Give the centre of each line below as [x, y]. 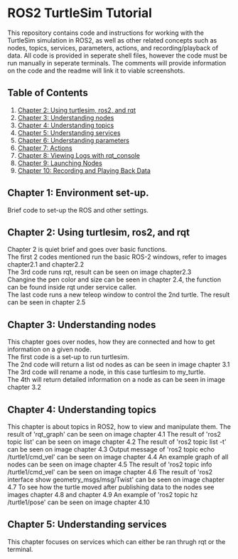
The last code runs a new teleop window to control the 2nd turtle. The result [119, 295]
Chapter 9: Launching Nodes [60, 163]
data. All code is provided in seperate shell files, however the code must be [117, 55]
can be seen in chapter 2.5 [47, 302]
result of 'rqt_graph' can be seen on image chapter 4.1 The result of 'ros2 [114, 434]
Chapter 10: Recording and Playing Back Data [84, 170]
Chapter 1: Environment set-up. [78, 193]
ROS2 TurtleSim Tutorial [80, 13]
